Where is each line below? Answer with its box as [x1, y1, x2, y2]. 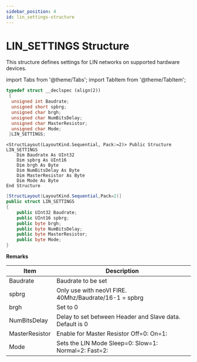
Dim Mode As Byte [16, 178, 59, 184]
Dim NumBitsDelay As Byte [16, 168, 80, 174]
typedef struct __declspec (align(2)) [6, 87, 101, 94]
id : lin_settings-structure [6, 14, 75, 20]
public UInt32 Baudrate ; [16, 209, 77, 215]
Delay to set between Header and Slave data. [56, 313, 181, 321]
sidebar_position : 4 [6, 8, 57, 15]
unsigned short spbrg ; [11, 104, 67, 110]
